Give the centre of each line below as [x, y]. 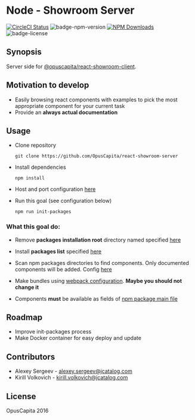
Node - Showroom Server [71, 10]
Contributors [31, 356]
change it [27, 287]
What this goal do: [33, 227]
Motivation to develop [48, 85]
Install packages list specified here [58, 251]
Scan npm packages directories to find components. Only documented [102, 262]
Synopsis [24, 52]
